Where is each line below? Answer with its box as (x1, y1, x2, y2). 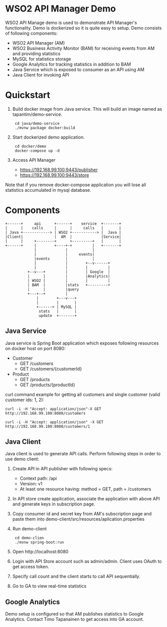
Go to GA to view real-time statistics (12, 583, 87, 589)
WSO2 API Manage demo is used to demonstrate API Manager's (5, 20, 137, 26)
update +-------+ (38, 313, 77, 318)
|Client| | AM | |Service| (5, 234, 122, 239)
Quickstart (5, 90, 51, 101)
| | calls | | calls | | (5, 225, 122, 230)
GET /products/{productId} (19, 382, 75, 388)
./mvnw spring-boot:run (14, 540, 64, 545)
